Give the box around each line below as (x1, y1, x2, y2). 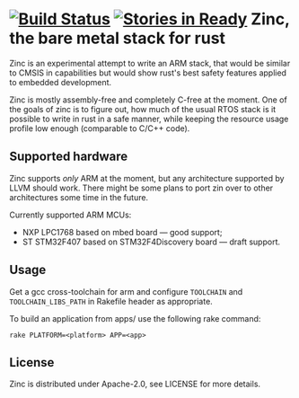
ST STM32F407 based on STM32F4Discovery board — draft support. (22, 236, 281, 247)
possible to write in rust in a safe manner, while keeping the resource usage (9, 113, 289, 124)
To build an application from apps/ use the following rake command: (9, 313, 261, 323)
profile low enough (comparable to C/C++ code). (9, 122, 190, 134)
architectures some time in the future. (9, 191, 149, 202)
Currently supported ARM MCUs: (9, 209, 132, 220)
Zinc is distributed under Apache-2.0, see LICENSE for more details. (9, 378, 261, 390)
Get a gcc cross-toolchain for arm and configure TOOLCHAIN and (9, 286, 243, 296)
